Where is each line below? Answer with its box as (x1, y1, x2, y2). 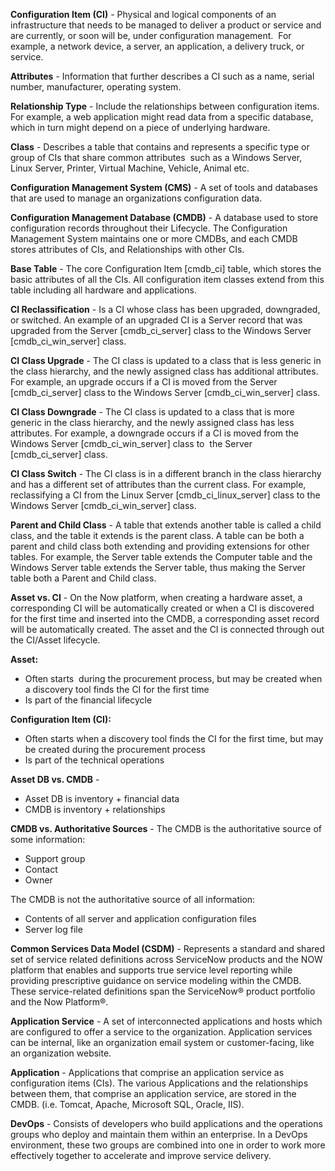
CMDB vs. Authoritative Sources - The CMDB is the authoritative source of (10, 823, 322, 834)
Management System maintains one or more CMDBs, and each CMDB (10, 233, 298, 244)
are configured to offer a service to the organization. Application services (10, 1026, 313, 1038)
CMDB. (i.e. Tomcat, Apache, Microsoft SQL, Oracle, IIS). (10, 1099, 245, 1110)
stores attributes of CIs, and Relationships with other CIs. (10, 244, 245, 255)
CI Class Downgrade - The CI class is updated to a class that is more (10, 406, 295, 418)
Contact (24, 864, 58, 875)
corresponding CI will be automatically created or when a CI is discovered (10, 602, 315, 614)
